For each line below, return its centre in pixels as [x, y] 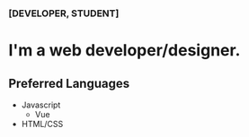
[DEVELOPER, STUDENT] [64, 13]
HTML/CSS [42, 124]
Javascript [41, 105]
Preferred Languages [69, 83]
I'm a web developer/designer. [124, 51]
